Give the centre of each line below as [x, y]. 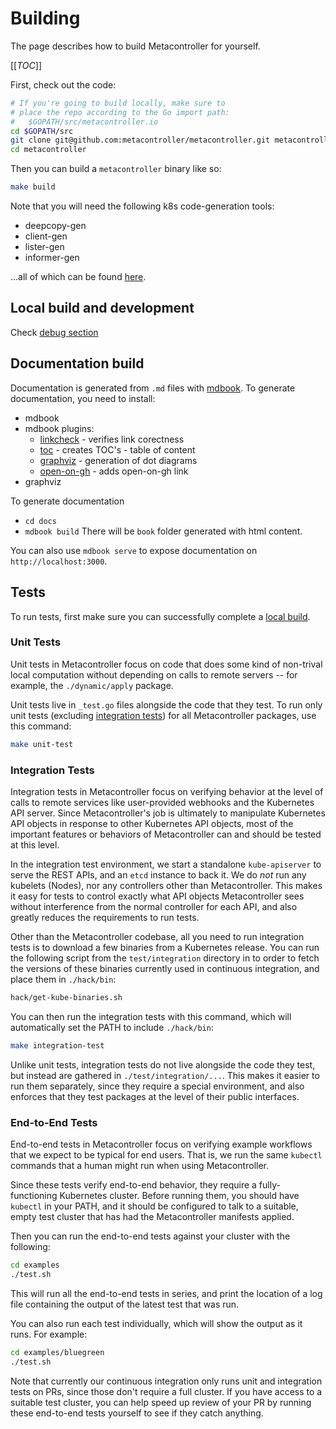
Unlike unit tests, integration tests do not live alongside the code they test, [163, 1064]
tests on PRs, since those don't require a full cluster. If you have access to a [166, 1391]
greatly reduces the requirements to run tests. [105, 917]
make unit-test [42, 744]
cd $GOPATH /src [42, 131]
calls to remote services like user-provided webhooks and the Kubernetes [162, 802]
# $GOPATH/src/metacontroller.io [84, 122]
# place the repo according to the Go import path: [120, 112]
